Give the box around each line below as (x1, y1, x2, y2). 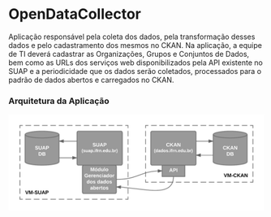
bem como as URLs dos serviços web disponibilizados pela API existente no (8, 58, 264, 67)
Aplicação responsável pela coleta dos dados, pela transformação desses (8, 32, 256, 41)
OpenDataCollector (8, 5, 142, 24)
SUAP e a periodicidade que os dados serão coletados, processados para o (8, 66, 262, 76)
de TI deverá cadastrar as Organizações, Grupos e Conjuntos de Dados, (8, 49, 250, 59)
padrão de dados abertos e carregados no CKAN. (8, 75, 174, 85)
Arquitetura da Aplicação (8, 95, 110, 106)
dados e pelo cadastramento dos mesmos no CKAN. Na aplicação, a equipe (8, 40, 262, 50)
